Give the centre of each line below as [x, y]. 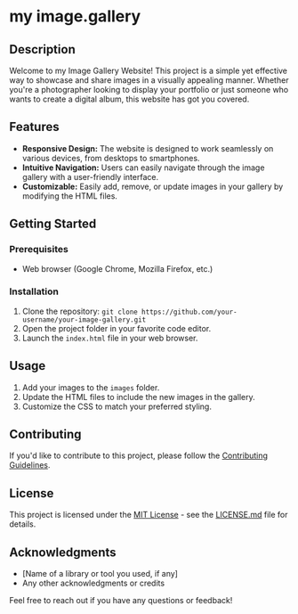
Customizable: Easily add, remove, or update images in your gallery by [153, 186]
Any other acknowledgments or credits [93, 583]
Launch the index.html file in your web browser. [110, 338]
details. [23, 524]
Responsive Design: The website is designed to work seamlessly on [148, 148]
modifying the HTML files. [70, 196]
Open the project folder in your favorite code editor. [117, 328]
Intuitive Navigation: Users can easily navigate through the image [143, 168]
